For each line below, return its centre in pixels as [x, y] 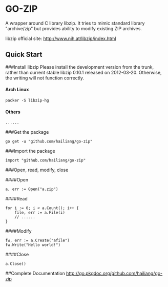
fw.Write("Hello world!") [33, 245]
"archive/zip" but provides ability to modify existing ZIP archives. [74, 28]
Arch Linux [17, 90]
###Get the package [27, 132]
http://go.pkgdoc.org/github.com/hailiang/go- [114, 273]
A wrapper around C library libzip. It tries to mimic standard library [75, 23]
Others [13, 112]
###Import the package [30, 151]
